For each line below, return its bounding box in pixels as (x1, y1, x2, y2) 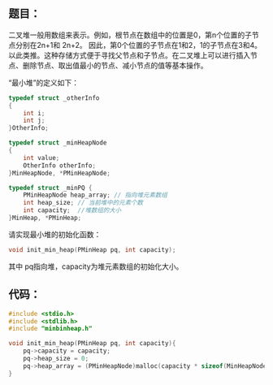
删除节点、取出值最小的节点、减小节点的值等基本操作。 (22, 60, 208, 70)
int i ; (23, 109, 45, 117)
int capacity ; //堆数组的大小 (23, 206, 122, 214)
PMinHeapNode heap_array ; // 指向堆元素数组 (23, 191, 168, 200)
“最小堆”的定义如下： (8, 77, 80, 87)
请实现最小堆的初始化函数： (8, 229, 102, 239)
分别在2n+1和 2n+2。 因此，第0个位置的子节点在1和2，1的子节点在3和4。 (15, 40, 262, 50)
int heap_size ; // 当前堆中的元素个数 (23, 199, 144, 207)
